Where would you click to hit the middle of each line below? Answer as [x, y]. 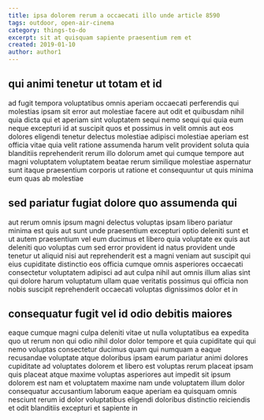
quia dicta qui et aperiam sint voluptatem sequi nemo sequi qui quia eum [126, 120]
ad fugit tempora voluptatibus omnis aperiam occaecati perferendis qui [123, 102]
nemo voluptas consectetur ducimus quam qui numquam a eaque [115, 349]
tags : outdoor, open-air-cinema [61, 23]
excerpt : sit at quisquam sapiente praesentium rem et [100, 37]
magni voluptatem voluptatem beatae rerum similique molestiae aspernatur [130, 162]
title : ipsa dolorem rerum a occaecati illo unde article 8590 [114, 15]
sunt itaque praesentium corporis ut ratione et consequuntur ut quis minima [131, 169]
